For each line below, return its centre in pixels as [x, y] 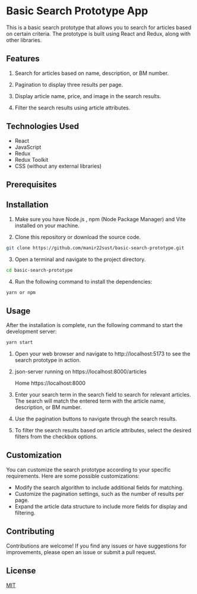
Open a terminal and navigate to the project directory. [80, 259]
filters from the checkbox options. [56, 437]
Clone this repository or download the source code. [78, 237]
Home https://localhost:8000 [50, 383]
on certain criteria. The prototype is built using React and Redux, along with [99, 33]
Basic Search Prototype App [77, 11]
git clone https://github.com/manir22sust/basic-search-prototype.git [95, 248]
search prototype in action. [48, 360]
